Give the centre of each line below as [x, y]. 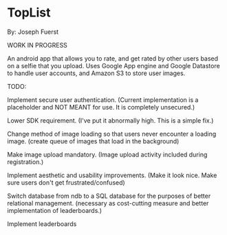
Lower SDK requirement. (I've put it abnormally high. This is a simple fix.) [110, 120]
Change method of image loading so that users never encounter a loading [112, 134]
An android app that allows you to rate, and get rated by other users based [113, 58]
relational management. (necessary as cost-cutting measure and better [108, 203]
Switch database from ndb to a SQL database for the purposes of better [109, 196]
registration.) [25, 162]
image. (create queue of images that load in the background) [93, 141]
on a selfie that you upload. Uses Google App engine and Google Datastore [113, 65]
